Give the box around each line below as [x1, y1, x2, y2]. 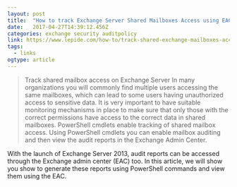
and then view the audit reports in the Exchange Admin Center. [24, 135, 207, 144]
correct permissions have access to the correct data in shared [24, 113, 206, 121]
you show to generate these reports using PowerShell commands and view [7, 164, 225, 173]
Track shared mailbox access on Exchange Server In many [24, 76, 195, 84]
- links [13, 50, 37, 57]
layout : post [7, 10, 46, 18]
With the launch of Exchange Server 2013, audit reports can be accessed [7, 149, 220, 157]
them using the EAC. [7, 171, 67, 180]
